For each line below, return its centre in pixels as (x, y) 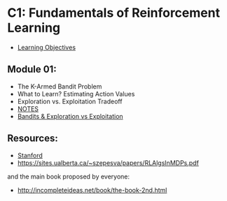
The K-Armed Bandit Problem (60, 86)
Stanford (30, 155)
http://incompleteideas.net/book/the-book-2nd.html (92, 190)
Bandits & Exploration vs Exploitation (70, 116)
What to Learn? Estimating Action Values (76, 93)
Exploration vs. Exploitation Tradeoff (70, 101)
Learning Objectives (46, 47)
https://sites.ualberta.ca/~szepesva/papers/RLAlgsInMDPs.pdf (108, 162)
